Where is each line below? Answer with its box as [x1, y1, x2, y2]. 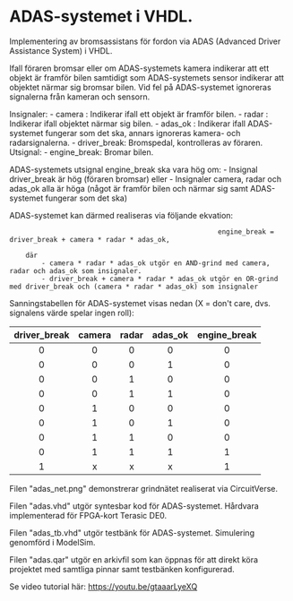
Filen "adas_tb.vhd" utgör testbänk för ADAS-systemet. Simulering [9, 527, 255, 538]
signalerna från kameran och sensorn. [9, 91, 151, 102]
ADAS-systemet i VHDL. [9, 6, 194, 27]
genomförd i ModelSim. [9, 537, 96, 547]
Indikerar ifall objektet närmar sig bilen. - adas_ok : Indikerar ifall [9, 118, 246, 129]
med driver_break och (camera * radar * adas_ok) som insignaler [9, 282, 258, 291]
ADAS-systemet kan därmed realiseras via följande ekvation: [9, 210, 234, 220]
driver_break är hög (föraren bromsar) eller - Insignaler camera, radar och [9, 173, 282, 185]
